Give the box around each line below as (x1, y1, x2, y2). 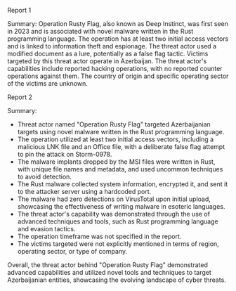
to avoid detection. (17, 172, 72, 181)
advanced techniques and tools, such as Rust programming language (17, 217, 219, 226)
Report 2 (7, 93, 33, 101)
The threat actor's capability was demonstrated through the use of (17, 210, 211, 218)
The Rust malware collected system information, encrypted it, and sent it (17, 180, 228, 188)
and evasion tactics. (17, 225, 76, 233)
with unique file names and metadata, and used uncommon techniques (17, 165, 223, 173)
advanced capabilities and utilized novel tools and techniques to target (7, 269, 212, 276)
